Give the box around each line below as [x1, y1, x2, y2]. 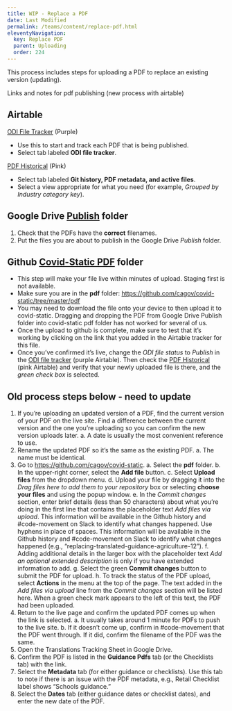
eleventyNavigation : [7, 29, 67, 37]
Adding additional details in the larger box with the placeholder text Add [17, 550, 222, 558]
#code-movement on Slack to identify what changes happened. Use [17, 520, 213, 528]
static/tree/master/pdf [17, 297, 80, 305]
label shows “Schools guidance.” [17, 683, 111, 691]
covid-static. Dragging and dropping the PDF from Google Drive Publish [17, 311, 222, 320]
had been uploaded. [17, 601, 75, 610]
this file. [17, 341, 40, 350]
